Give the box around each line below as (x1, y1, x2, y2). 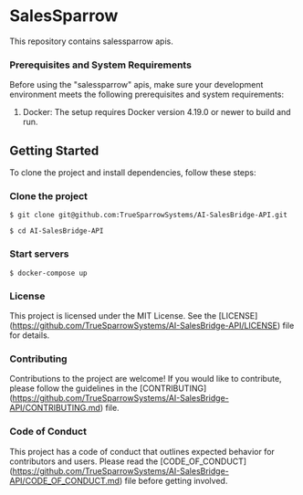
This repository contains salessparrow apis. (9, 36, 173, 47)
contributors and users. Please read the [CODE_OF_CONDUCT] (9, 456, 247, 467)
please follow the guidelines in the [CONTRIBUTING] (9, 383, 207, 394)
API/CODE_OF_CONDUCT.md (9, 475, 120, 486)
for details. (9, 330, 50, 341)
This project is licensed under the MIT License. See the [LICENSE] (9, 310, 258, 321)
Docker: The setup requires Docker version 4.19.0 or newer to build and (22, 107, 291, 118)
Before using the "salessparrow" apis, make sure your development (9, 79, 264, 90)
